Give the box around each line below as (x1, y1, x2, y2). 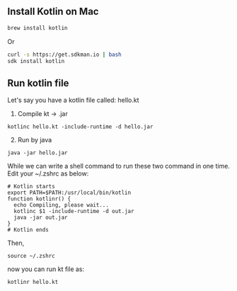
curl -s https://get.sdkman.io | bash (7, 51, 122, 58)
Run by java (17, 136, 52, 144)
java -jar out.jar (13, 214, 69, 222)
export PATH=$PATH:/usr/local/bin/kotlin (7, 189, 132, 197)
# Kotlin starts (7, 183, 55, 190)
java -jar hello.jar (7, 149, 69, 156)
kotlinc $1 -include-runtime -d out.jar (13, 208, 134, 215)
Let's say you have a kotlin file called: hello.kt (7, 96, 139, 105)
